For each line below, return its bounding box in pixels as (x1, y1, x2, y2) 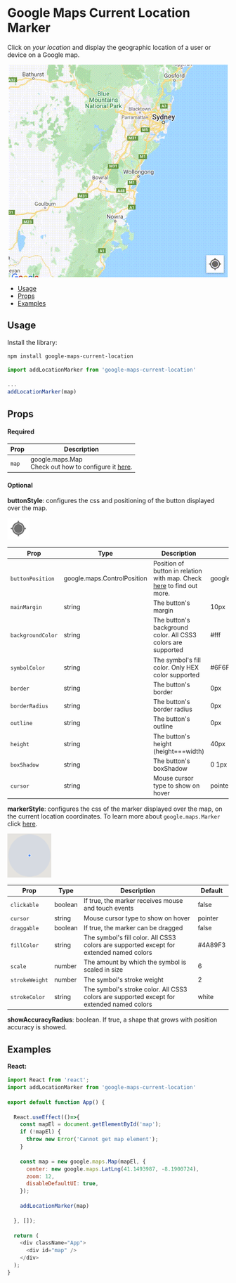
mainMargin (10, 604, 42, 611)
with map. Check (153, 574, 202, 582)
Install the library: (7, 338, 58, 346)
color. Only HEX (153, 663, 199, 672)
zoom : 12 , (25, 1173, 55, 1180)
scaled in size (84, 965, 124, 974)
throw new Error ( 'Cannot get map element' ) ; (25, 1136, 159, 1143)
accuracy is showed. (7, 1023, 67, 1031)
